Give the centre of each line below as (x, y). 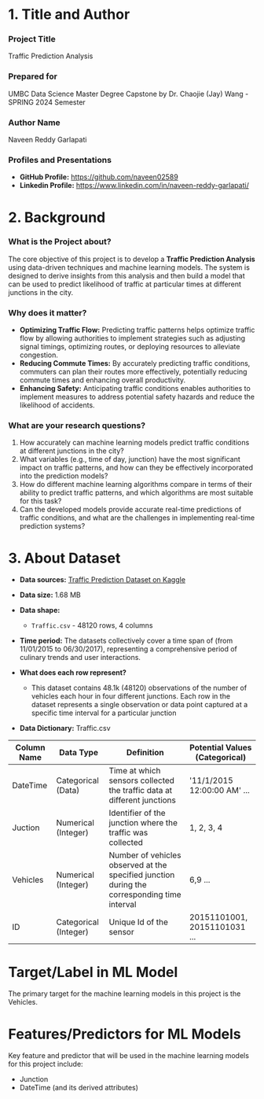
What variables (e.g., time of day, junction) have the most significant (130, 459)
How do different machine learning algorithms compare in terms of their (136, 485)
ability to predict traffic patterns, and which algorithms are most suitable (136, 492)
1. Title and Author (69, 15)
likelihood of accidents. (57, 405)
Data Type (78, 753)
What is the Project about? (60, 242)
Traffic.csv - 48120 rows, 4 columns (92, 625)
